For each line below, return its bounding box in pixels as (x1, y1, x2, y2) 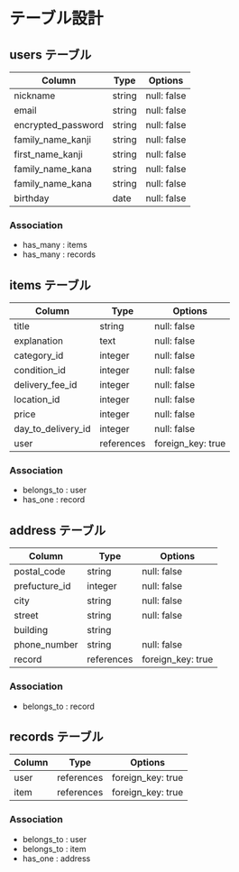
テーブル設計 (9, 8, 104, 29)
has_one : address (22, 853, 91, 864)
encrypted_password (14, 119, 104, 131)
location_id (14, 393, 60, 406)
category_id (14, 349, 64, 362)
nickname (14, 89, 56, 102)
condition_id (14, 364, 66, 377)
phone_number (14, 638, 78, 651)
